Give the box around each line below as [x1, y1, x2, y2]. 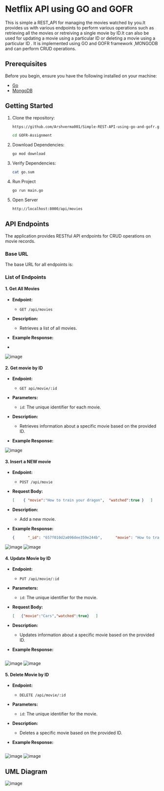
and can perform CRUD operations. [5, 46, 76, 51]
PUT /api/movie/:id [19, 576, 60, 581]
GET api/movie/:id [19, 386, 57, 391]
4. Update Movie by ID [5, 555, 51, 561]
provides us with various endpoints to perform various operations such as [5, 24, 154, 30]
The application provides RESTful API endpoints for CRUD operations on [5, 233, 151, 239]
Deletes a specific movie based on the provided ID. [19, 730, 122, 736]
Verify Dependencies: [12, 160, 56, 166]
